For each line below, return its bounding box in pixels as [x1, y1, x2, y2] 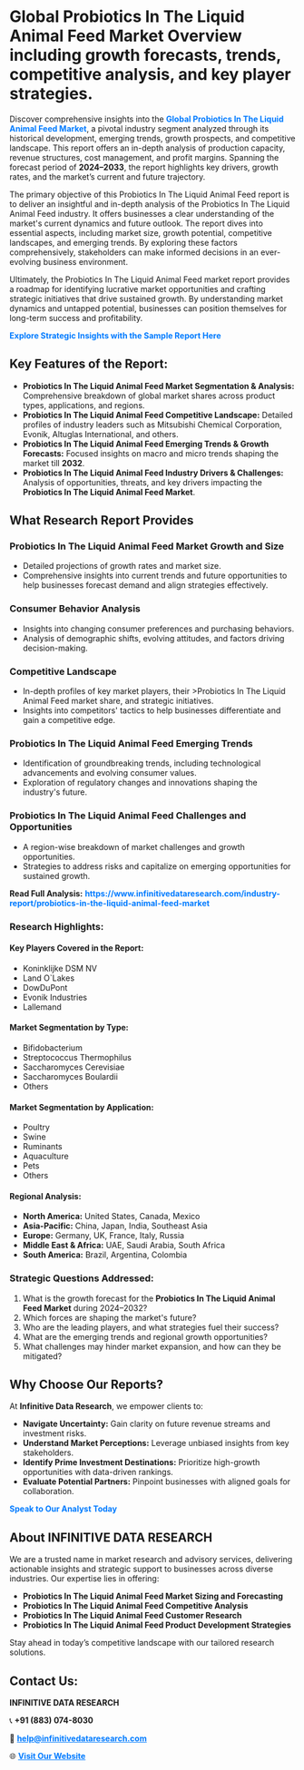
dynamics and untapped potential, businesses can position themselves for [9, 302, 288, 314]
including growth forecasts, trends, [9, 45, 281, 65]
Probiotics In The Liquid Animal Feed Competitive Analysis [22, 1600, 249, 1611]
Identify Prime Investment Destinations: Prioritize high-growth [22, 1457, 260, 1468]
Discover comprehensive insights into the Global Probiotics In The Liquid [9, 113, 284, 124]
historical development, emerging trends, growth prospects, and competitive [9, 132, 296, 143]
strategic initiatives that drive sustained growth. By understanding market [9, 293, 283, 304]
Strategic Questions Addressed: [9, 1272, 154, 1285]
